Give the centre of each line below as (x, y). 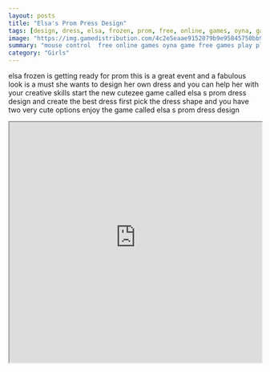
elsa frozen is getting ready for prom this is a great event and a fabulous (127, 76)
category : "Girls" (39, 53)
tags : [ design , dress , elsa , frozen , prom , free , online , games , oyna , (130, 30)
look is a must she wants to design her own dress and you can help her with (133, 84)
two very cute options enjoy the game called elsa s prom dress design (124, 110)
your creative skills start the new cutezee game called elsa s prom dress (127, 93)
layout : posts (32, 16)
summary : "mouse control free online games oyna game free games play (130, 46)
